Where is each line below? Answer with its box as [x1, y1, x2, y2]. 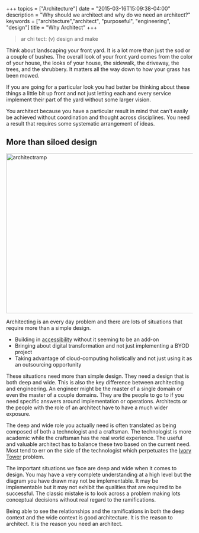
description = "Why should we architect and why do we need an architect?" [6, 11, 191, 18]
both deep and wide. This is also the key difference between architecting [6, 378, 184, 386]
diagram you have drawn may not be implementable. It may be [6, 477, 159, 484]
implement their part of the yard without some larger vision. [6, 96, 151, 103]
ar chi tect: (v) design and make [20, 36, 99, 42]
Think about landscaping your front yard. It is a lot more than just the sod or [6, 47, 191, 54]
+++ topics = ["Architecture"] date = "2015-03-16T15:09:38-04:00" [6, 5, 171, 12]
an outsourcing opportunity [14, 361, 82, 368]
